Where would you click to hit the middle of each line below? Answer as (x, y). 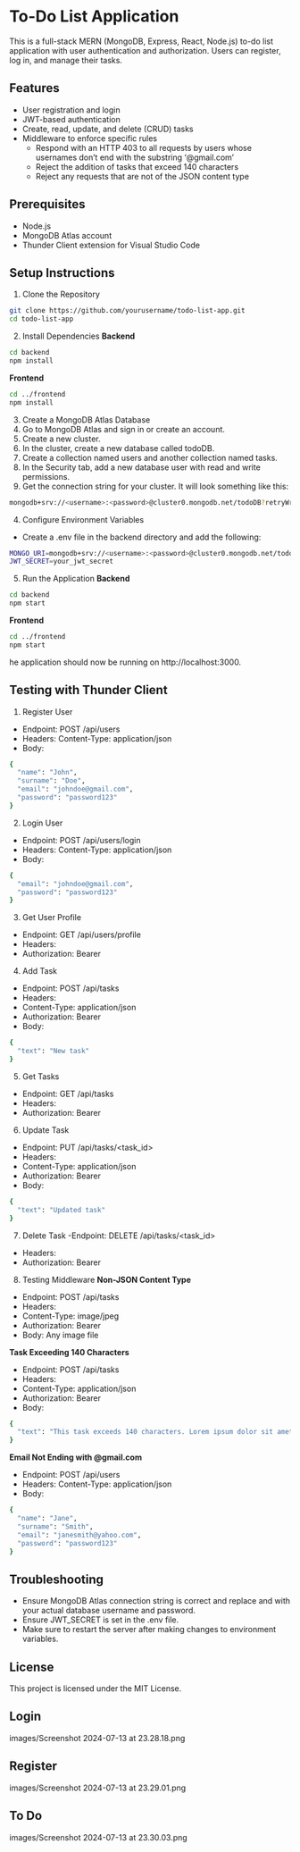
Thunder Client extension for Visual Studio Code (111, 245)
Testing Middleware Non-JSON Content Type (107, 1279)
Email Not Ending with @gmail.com (76, 1457)
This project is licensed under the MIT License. (96, 1689)
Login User (42, 823)
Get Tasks (41, 1076)
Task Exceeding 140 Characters (69, 1352)
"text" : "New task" (54, 1052)
